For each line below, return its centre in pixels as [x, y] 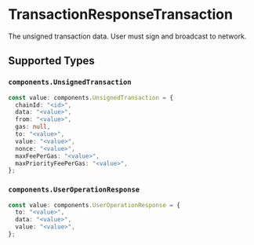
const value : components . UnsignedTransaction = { [91, 97]
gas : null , [33, 127]
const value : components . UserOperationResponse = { [94, 205]
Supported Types [52, 61]
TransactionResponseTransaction [121, 15]
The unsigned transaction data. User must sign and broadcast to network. [127, 36]
